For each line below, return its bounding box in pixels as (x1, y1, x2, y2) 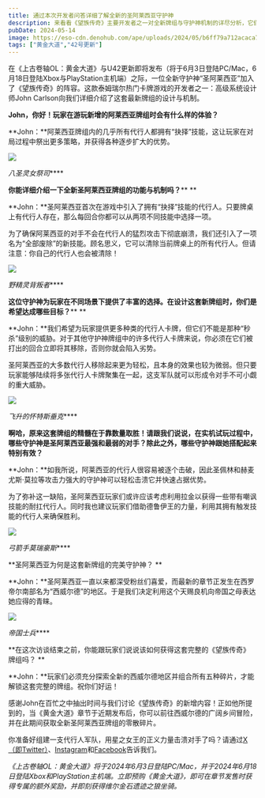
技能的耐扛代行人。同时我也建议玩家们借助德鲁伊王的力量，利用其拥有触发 (8, 501, 250, 511)
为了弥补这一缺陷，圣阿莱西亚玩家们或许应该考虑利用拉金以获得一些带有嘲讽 (8, 492, 257, 501)
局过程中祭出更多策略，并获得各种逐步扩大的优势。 (8, 137, 174, 146)
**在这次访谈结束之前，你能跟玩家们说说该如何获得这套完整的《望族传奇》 (8, 645, 251, 655)
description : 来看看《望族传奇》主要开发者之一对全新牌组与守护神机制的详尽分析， (8, 19, 248, 27)
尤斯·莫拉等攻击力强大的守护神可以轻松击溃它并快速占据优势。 (8, 475, 211, 485)
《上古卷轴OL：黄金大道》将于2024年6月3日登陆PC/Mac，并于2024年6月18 (8, 762, 257, 771)
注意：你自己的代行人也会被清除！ (8, 248, 119, 258)
